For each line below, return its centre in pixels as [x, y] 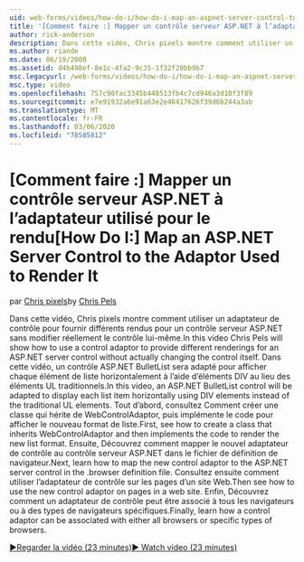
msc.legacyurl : [38, 77]
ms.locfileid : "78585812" [58, 136]
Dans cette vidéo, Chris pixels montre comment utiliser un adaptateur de [145, 318]
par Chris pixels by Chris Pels [63, 301]
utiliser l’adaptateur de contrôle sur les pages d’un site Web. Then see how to [152, 482]
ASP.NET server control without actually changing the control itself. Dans [146, 357]
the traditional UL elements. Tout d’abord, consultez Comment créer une [144, 405]
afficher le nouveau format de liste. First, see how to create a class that [141, 424]
